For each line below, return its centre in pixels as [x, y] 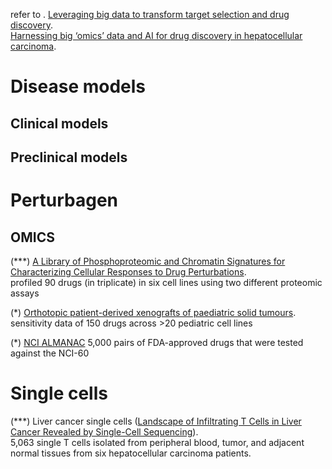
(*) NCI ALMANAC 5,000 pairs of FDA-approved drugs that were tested [157, 342]
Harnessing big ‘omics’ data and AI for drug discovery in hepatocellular [156, 35]
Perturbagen [64, 200]
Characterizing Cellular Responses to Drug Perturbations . [128, 271]
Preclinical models [69, 157]
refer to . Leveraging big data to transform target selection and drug [150, 14]
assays [25, 293]
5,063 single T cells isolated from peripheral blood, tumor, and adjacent [157, 442]
